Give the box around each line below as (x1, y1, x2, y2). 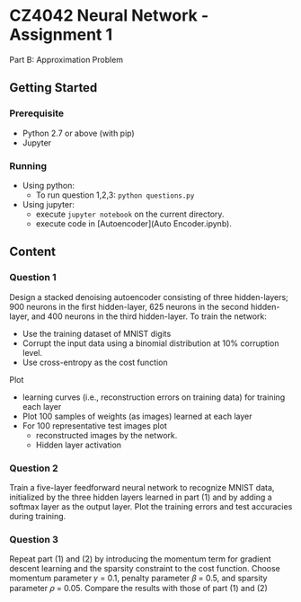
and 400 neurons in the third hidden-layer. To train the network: (31, 311, 267, 322)
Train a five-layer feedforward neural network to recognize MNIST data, (9, 482, 275, 492)
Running (9, 159, 48, 172)
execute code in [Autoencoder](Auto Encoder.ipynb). (35, 217, 232, 229)
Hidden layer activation (35, 439, 122, 450)
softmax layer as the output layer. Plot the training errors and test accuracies (9, 500, 293, 512)
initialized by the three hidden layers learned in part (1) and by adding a (9, 491, 272, 502)
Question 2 (9, 462, 58, 474)
